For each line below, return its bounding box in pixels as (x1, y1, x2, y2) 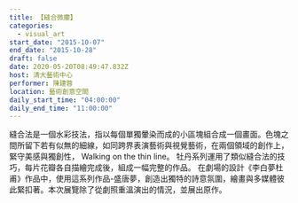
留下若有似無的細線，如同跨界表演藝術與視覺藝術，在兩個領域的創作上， (24, 140, 289, 151)
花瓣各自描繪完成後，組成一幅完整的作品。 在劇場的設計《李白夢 (39, 162, 276, 173)
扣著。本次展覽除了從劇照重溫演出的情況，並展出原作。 (24, 184, 227, 195)
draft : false (9, 54, 58, 63)
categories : (9, 21, 53, 30)
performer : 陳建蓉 (9, 79, 74, 88)
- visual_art (17, 29, 66, 38)
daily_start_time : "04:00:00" (9, 95, 122, 105)
